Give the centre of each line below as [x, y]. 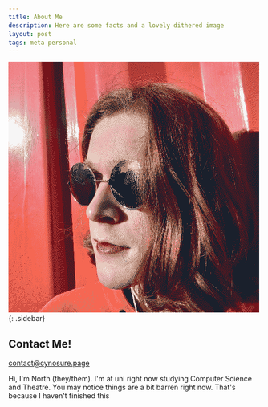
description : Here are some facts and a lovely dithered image [116, 25]
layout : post [30, 34]
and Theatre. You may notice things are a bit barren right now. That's [122, 387]
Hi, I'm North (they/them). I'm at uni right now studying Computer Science [130, 379]
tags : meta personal [43, 43]
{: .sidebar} [27, 319]
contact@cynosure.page [49, 363]
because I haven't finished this [59, 396]
